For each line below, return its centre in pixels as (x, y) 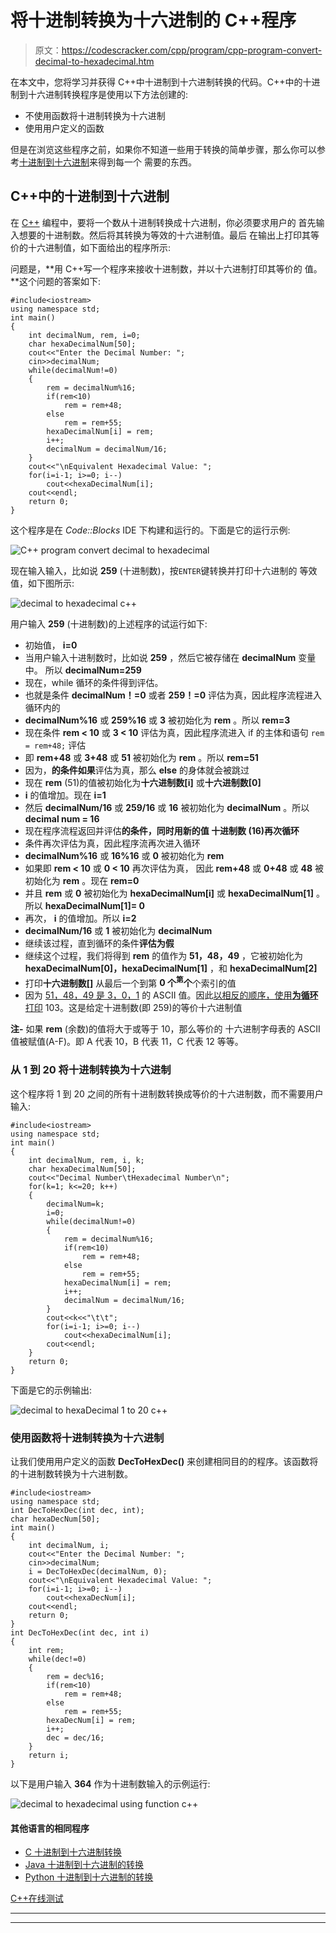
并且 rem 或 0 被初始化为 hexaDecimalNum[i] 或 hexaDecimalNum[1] (169, 893)
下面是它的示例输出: (51, 1390)
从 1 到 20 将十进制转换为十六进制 (91, 1070)
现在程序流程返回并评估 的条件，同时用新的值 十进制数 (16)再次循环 (162, 830)
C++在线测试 (37, 1898)
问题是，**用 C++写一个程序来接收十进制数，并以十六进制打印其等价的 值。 (166, 268)
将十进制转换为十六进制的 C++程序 (153, 20)
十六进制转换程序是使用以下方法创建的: (108, 94)
